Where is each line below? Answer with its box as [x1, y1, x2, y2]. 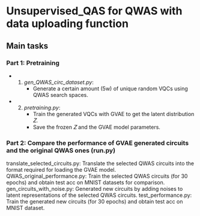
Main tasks [6, 41, 49, 51]
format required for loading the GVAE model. [6, 166, 116, 174]
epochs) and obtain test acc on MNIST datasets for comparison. [6, 179, 165, 186]
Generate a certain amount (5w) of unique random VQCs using [32, 85, 188, 92]
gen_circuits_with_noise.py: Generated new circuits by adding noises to [6, 185, 183, 193]
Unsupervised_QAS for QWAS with [6, 4, 183, 18]
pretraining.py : [23, 104, 61, 111]
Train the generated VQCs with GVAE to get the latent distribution [32, 110, 195, 117]
